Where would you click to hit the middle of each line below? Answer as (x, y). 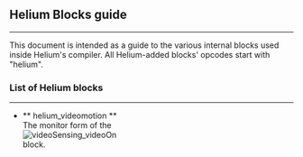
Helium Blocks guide (69, 15)
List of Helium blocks (56, 88)
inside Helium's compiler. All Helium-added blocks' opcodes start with (140, 54)
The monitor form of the (67, 125)
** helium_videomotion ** (69, 115)
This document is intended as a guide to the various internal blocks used (144, 45)
